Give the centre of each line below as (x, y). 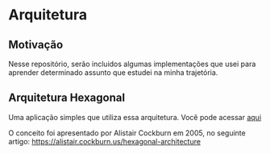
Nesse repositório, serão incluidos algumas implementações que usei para (132, 64)
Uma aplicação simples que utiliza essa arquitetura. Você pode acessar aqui (135, 117)
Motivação (36, 45)
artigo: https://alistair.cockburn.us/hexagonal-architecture (105, 141)
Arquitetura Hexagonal (67, 98)
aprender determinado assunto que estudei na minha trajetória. (113, 73)
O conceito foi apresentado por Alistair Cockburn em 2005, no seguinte (127, 133)
